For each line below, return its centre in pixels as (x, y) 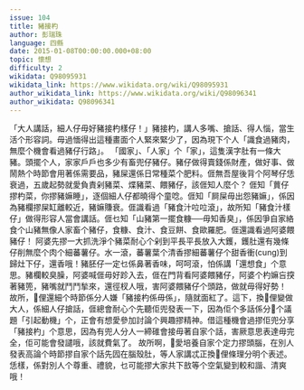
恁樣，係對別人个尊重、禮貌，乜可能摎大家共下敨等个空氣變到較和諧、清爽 (148, 366)
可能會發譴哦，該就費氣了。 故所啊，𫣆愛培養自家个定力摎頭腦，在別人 (164, 343)
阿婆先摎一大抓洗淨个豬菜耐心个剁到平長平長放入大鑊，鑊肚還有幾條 (162, 241)
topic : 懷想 (30, 60)
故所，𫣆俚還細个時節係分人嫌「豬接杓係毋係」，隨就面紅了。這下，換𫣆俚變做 (152, 298)
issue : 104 (30, 18)
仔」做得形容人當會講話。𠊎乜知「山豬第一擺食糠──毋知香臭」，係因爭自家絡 (152, 218)
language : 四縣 (37, 43)
